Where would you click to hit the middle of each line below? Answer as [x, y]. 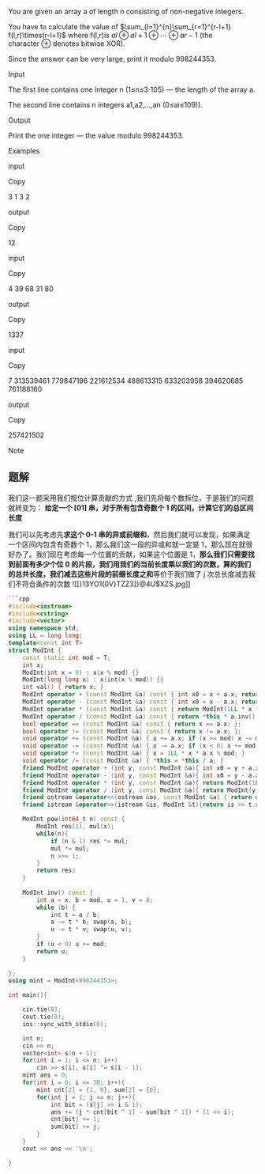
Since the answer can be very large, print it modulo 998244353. [112, 59]
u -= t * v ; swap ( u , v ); [91, 930]
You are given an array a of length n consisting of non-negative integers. [126, 11]
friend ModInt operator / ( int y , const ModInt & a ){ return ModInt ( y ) [141, 790]
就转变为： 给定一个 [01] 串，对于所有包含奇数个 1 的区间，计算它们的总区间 [131, 507]
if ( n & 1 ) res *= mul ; [89, 841]
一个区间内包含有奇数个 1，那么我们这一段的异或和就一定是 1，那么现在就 [127, 544]
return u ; [52, 951]
